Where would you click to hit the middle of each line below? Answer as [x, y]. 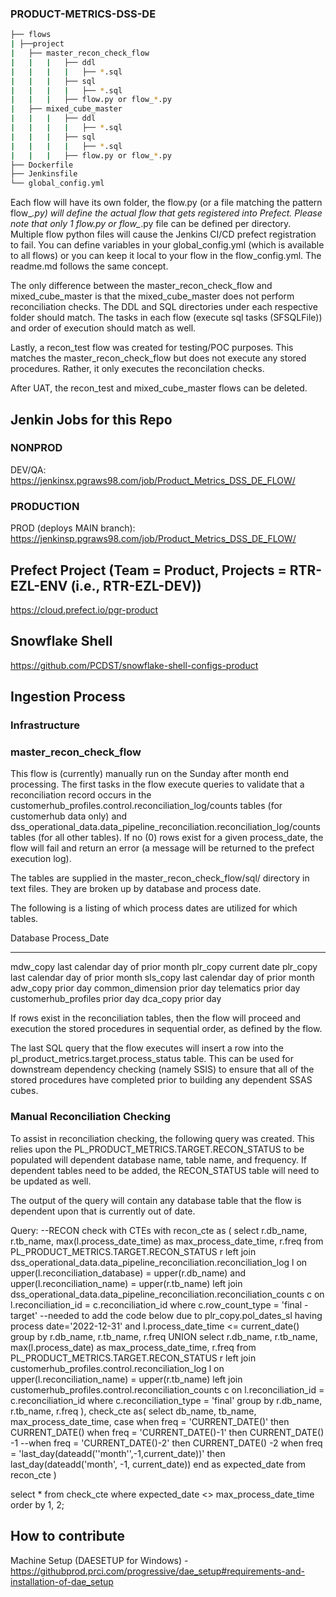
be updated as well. [51, 1181]
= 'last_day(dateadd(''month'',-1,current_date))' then [118, 1453]
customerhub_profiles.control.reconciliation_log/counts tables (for [146, 806]
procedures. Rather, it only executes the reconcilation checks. [137, 369]
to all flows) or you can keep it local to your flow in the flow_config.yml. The [166, 256]
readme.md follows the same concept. [89, 266]
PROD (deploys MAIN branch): [73, 528]
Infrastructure [45, 725]
